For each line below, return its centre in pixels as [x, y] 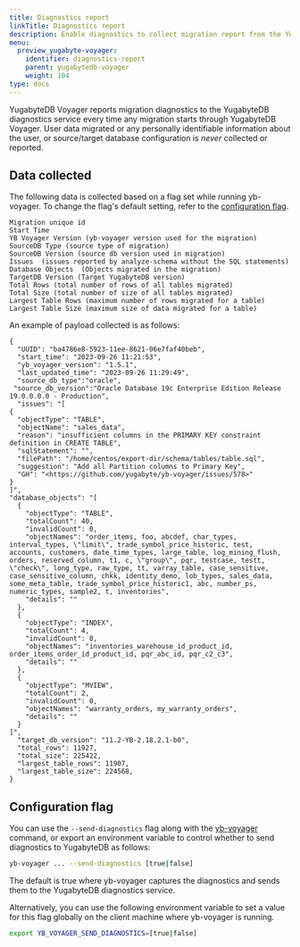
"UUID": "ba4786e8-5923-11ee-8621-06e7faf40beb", [111, 349]
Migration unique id [48, 223]
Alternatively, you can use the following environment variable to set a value [147, 908]
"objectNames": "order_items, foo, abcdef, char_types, [132, 537]
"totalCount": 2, [58, 693]
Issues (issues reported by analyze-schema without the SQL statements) [150, 262]
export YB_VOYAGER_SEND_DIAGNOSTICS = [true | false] [104, 934]
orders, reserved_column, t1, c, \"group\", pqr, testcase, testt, [137, 561]
